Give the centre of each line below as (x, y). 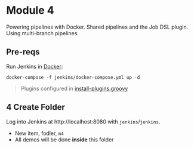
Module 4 (30, 10)
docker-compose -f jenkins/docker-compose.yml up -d (73, 77)
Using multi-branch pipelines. (43, 33)
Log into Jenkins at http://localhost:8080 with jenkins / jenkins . (83, 121)
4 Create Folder (36, 107)
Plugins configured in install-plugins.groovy (74, 88)
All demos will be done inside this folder (64, 139)
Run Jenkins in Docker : (35, 66)
